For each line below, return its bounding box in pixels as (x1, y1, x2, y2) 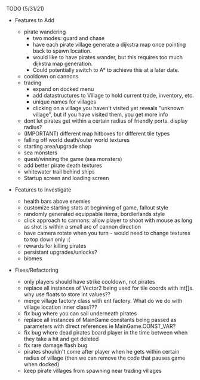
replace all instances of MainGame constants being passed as (23, 317, 177, 323)
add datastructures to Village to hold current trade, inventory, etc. (32, 92, 194, 99)
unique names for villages (32, 98, 97, 105)
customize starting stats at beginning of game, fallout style (23, 204, 168, 211)
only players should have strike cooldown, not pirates (23, 278, 155, 285)
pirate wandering (23, 28, 66, 35)
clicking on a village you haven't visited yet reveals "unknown (32, 105, 184, 111)
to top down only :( (23, 236, 70, 243)
